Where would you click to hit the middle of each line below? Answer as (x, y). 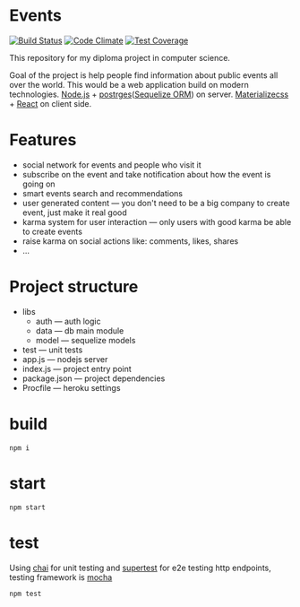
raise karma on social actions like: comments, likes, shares (130, 241)
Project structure (74, 287)
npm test (26, 594)
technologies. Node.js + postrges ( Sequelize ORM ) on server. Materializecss (149, 94)
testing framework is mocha (61, 577)
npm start (28, 507)
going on (39, 184)
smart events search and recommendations (103, 193)
